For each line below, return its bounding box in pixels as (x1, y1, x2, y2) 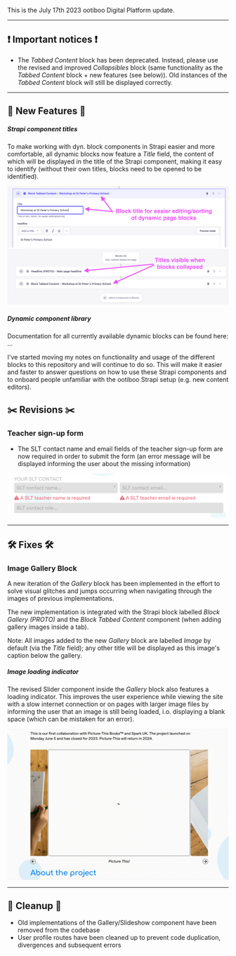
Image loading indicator (7, 667, 79, 676)
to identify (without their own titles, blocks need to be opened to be (7, 165, 202, 173)
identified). (7, 172, 39, 181)
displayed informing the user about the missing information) (17, 459, 191, 467)
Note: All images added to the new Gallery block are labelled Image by (7, 637, 211, 645)
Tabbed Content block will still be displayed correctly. (17, 78, 173, 86)
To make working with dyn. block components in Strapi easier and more (7, 142, 216, 151)
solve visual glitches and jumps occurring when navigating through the (7, 587, 212, 595)
